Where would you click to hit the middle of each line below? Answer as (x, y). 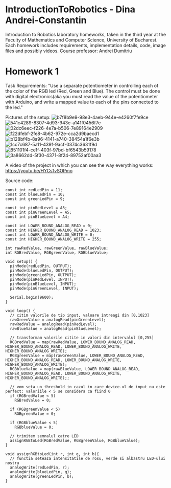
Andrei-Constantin (46, 20)
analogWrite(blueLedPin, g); (41, 472)
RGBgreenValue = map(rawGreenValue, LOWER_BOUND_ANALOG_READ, (77, 356)
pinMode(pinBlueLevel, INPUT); (43, 284)
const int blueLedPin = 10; (35, 194)
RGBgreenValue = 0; (35, 414)
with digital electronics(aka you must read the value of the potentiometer (82, 96)
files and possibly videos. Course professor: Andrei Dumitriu (69, 51)
